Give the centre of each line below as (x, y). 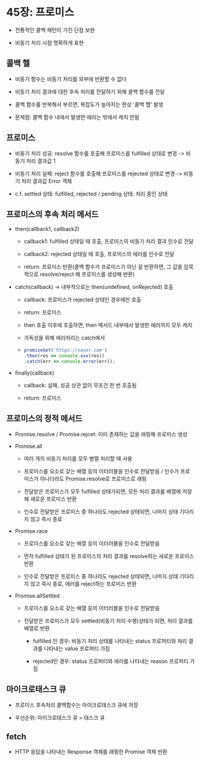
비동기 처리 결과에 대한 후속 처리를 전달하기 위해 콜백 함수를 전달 (90, 92)
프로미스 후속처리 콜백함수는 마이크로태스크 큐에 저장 (77, 705)
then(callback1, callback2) (47, 229)
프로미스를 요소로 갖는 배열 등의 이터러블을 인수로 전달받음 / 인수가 (101, 471)
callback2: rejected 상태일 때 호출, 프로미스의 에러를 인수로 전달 (99, 254)
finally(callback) (35, 373)
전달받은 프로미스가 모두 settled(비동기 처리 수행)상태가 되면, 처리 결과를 (108, 620)
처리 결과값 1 (41, 161)
